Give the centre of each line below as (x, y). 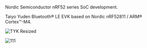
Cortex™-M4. (18, 22)
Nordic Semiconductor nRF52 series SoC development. (61, 7)
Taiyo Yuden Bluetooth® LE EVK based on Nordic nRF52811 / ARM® (74, 16)
